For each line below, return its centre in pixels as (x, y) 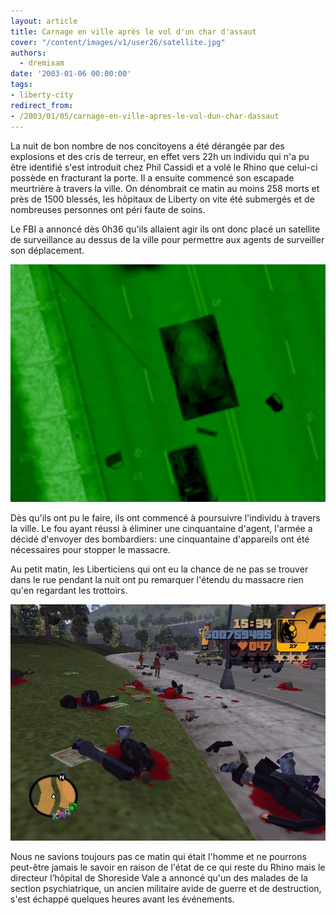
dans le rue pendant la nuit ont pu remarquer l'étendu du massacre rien (157, 579)
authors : (28, 53)
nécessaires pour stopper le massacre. (90, 549)
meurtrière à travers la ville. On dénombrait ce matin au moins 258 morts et (165, 188)
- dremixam (42, 63)
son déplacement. (47, 250)
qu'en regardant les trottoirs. (69, 590)
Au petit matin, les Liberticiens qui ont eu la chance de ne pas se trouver (159, 569)
